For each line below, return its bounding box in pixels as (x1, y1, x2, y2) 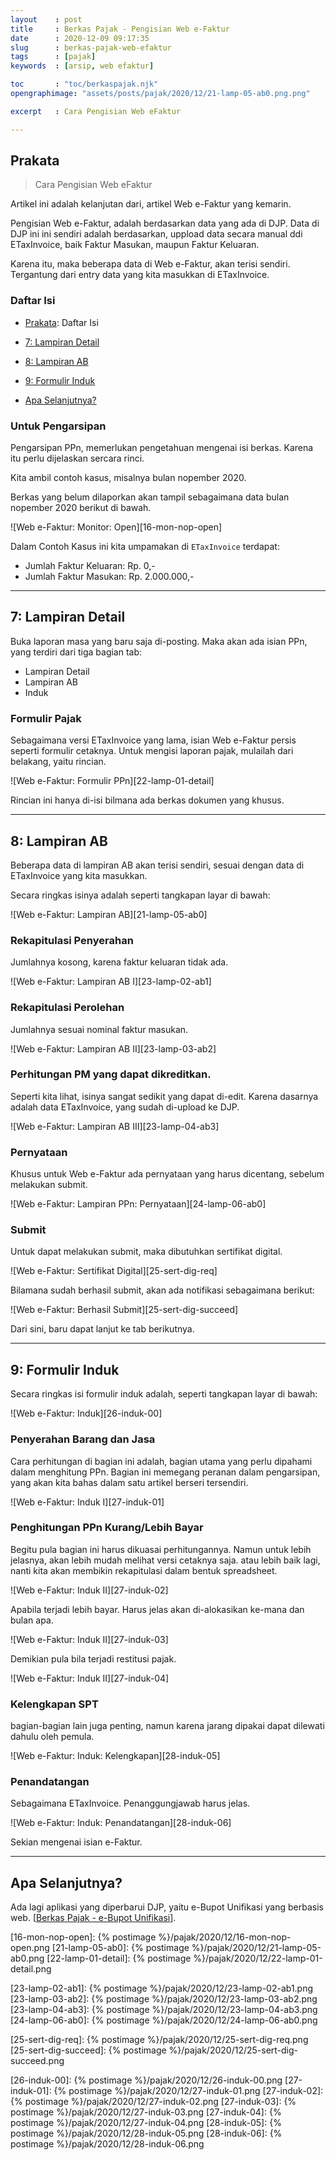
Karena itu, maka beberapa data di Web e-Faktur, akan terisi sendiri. (10, 258, 291, 270)
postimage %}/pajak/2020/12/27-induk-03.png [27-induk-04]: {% (10, 2106, 282, 2118)
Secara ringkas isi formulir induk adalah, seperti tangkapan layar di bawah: (10, 1388, 318, 1400)
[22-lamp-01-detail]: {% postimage (46, 1952, 192, 1965)
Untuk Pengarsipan (10, 419, 107, 433)
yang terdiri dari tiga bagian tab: (10, 646, 143, 658)
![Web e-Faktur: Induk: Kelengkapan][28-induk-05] (10, 1750, 221, 1762)
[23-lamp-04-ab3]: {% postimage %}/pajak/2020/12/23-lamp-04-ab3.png (10, 2004, 318, 2016)
